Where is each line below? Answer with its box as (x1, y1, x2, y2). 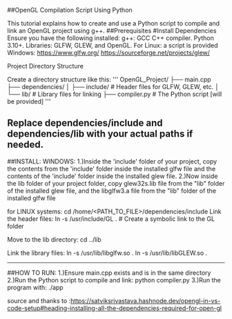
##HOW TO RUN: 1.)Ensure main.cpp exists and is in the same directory (7, 269, 211, 277)
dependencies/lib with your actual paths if (7, 128, 193, 140)
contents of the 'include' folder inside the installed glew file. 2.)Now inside (7, 172, 218, 180)
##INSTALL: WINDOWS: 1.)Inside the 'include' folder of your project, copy (7, 157, 217, 165)
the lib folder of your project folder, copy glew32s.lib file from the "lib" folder (7, 179, 225, 187)
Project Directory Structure (7, 62, 84, 70)
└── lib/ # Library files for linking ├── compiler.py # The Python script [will (7, 90, 222, 98)
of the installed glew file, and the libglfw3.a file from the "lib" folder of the (7, 186, 216, 195)
